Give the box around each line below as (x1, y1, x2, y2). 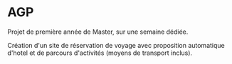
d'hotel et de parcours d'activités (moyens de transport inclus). (7, 49, 193, 57)
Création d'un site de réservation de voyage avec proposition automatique (7, 41, 226, 49)
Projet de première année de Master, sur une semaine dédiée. (7, 27, 189, 36)
